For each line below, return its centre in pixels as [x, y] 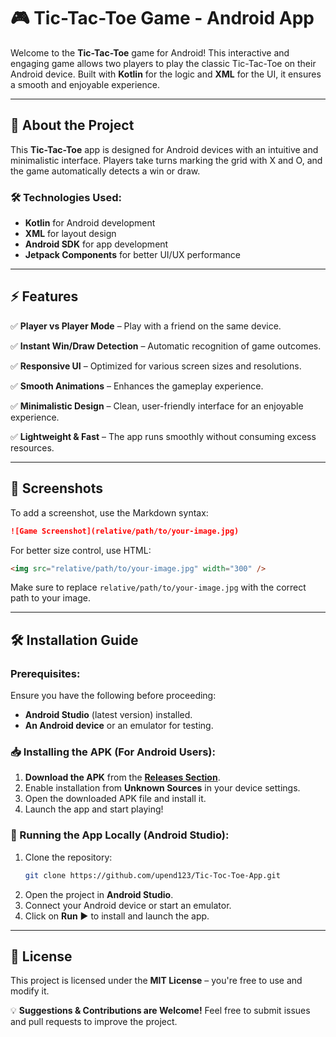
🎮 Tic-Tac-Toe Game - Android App [162, 18]
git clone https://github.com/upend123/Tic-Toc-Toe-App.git [152, 875]
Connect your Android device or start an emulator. [128, 905]
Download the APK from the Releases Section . [122, 777]
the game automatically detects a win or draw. [105, 171]
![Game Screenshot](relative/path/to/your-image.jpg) [125, 531]
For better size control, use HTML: [81, 550]
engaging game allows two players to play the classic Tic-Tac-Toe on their [163, 63]
